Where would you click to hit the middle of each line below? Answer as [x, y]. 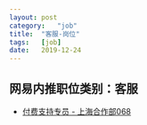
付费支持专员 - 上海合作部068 [77, 111]
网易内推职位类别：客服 [73, 88]
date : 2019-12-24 [45, 51]
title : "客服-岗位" [45, 34]
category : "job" [43, 26]
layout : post [33, 17]
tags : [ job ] [36, 42]
